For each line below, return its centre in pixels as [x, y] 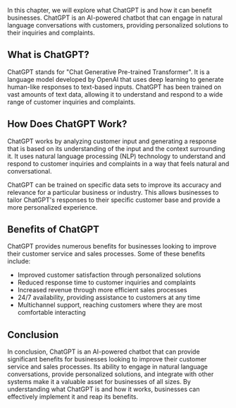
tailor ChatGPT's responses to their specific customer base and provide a [114, 200]
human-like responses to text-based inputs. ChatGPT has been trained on [114, 87]
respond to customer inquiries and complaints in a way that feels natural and [118, 163]
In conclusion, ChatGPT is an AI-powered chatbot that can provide [104, 352]
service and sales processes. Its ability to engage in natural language [108, 367]
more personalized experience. [52, 207]
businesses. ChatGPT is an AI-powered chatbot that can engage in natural [115, 18]
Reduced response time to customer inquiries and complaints [106, 282]
